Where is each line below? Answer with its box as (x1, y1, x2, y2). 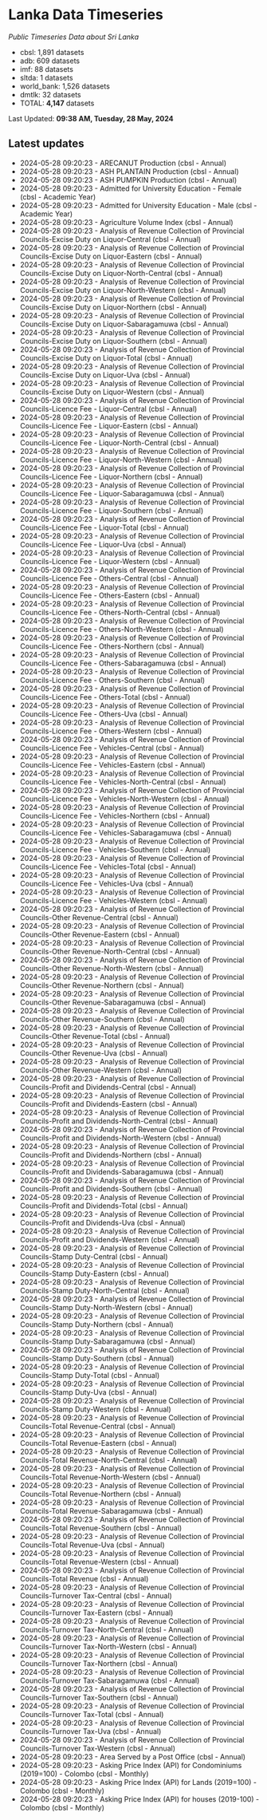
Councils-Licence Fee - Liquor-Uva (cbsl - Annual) (19, 539, 187, 549)
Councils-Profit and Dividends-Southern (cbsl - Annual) (19, 1183, 203, 1194)
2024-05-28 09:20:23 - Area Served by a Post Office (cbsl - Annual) (19, 1751, 245, 1761)
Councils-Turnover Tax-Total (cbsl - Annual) (19, 1709, 164, 1719)
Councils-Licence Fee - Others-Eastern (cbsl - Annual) (19, 590, 201, 600)
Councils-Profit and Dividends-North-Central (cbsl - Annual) (19, 1115, 218, 1126)
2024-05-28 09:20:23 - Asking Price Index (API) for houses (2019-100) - (19, 1794, 260, 1804)
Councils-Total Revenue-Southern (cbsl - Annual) (19, 1522, 183, 1533)
